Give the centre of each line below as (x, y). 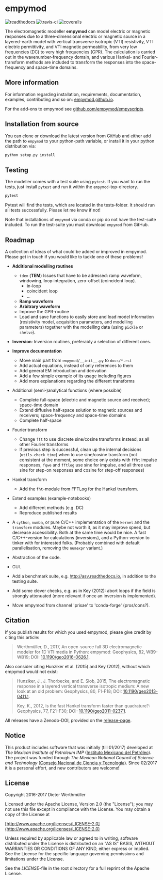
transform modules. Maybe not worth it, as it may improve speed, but (81, 527)
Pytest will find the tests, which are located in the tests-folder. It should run (80, 205)
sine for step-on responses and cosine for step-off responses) (82, 470)
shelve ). (27, 332)
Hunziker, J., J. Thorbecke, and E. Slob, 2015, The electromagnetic (83, 681)
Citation (17, 620)
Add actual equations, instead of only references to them (76, 365)
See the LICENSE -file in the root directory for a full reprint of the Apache (77, 868)
